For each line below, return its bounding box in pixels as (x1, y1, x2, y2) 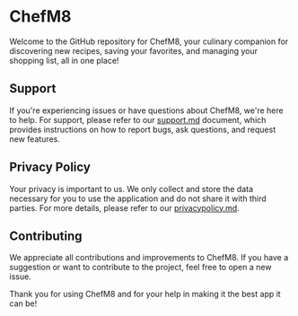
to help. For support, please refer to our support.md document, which (9, 114, 267, 125)
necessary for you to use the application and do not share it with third (9, 193, 267, 204)
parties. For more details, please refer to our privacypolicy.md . (9, 202, 240, 213)
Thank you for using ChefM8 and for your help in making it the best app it (9, 289, 281, 300)
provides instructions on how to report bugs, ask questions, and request (9, 124, 276, 135)
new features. (9, 133, 60, 145)
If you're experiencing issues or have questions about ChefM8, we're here (9, 105, 285, 116)
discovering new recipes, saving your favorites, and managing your (9, 45, 259, 56)
